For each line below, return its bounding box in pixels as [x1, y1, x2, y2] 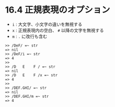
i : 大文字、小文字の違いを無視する [12, 21, 82, 27]
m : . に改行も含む [12, 33, 47, 39]
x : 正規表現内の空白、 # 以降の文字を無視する [12, 27, 104, 33]
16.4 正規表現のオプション [5, 4, 111, 15]
